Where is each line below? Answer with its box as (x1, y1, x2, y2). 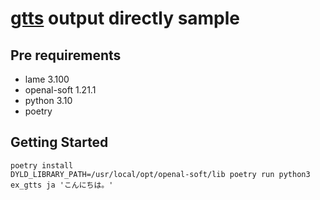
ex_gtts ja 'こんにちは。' (10, 180, 114, 190)
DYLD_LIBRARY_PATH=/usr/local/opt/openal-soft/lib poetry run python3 (10, 169, 311, 179)
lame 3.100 (24, 73, 70, 85)
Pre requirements (10, 47, 122, 64)
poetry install (10, 160, 74, 171)
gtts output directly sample (10, 7, 241, 30)
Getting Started (10, 134, 109, 151)
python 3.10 (24, 95, 73, 106)
